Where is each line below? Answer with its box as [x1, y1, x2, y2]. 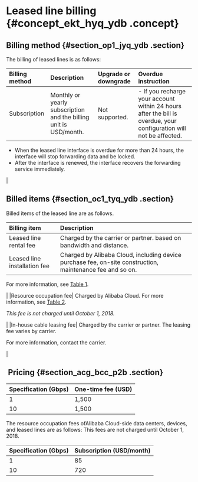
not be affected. [138, 132, 183, 139]
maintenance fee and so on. [60, 265, 137, 273]
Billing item [9, 223, 41, 232]
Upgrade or [98, 70, 131, 78]
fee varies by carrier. [6, 327, 57, 334]
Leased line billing [6, 4, 97, 18]
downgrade [98, 77, 131, 85]
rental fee [9, 241, 36, 249]
